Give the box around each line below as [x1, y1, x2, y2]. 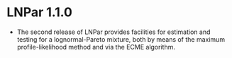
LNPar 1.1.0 [6, 4, 72, 21]
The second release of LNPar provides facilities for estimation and [16, 28, 211, 36]
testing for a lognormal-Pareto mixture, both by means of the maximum [16, 35, 225, 43]
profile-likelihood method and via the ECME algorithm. [16, 42, 175, 51]
